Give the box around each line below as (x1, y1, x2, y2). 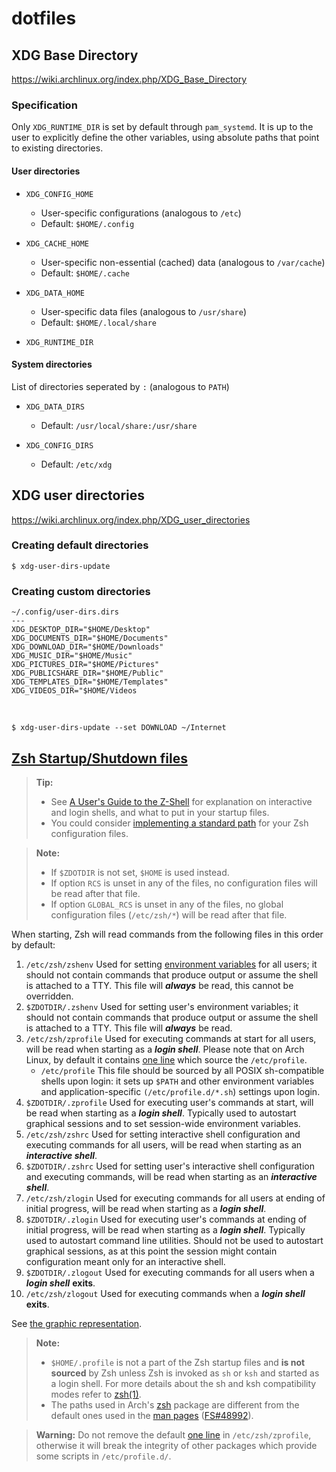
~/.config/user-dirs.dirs (11, 607, 119, 617)
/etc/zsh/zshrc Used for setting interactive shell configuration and (25, 1128, 301, 1140)
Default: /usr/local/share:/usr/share (40, 419, 198, 431)
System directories (11, 358, 93, 371)
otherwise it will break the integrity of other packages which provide (35, 1439, 318, 1451)
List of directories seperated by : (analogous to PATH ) (11, 380, 230, 392)
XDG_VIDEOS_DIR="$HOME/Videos (11, 686, 138, 696)
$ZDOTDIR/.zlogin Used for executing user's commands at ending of (25, 1213, 308, 1225)
